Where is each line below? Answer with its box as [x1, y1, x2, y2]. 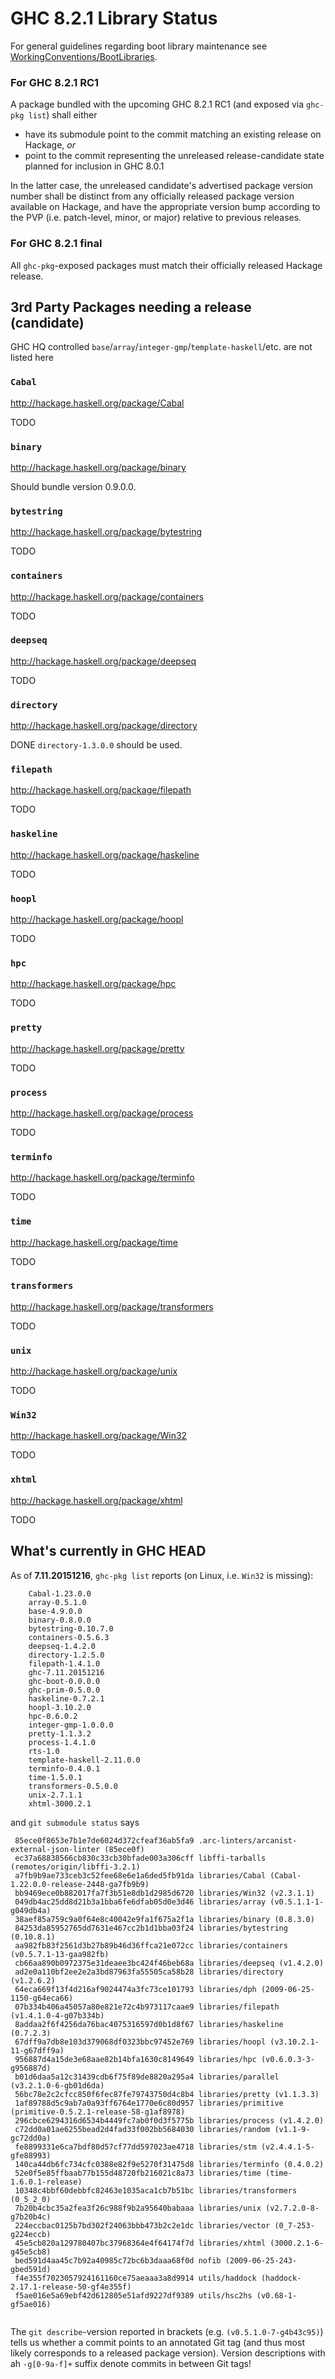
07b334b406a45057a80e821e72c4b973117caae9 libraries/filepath [14, 2002, 280, 2012]
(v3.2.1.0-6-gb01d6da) [10, 2080, 105, 2091]
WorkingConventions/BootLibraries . [10, 50, 158, 62]
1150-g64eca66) [10, 1993, 74, 2003]
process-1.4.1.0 [28, 1737, 97, 1747]
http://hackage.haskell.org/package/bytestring [10, 526, 203, 538]
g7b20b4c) [10, 2212, 52, 2222]
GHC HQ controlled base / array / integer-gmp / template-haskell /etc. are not [10, 341, 313, 353]
